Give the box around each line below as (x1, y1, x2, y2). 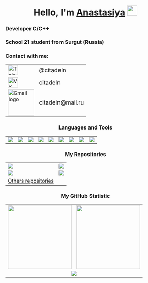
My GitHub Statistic (61, 192, 110, 199)
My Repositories (65, 150, 106, 158)
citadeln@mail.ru (39, 98, 84, 106)
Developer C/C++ (5, 25, 50, 32)
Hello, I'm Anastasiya (33, 7, 126, 18)
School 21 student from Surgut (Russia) (5, 39, 104, 46)
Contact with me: (5, 52, 49, 59)
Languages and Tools (58, 124, 113, 131)
